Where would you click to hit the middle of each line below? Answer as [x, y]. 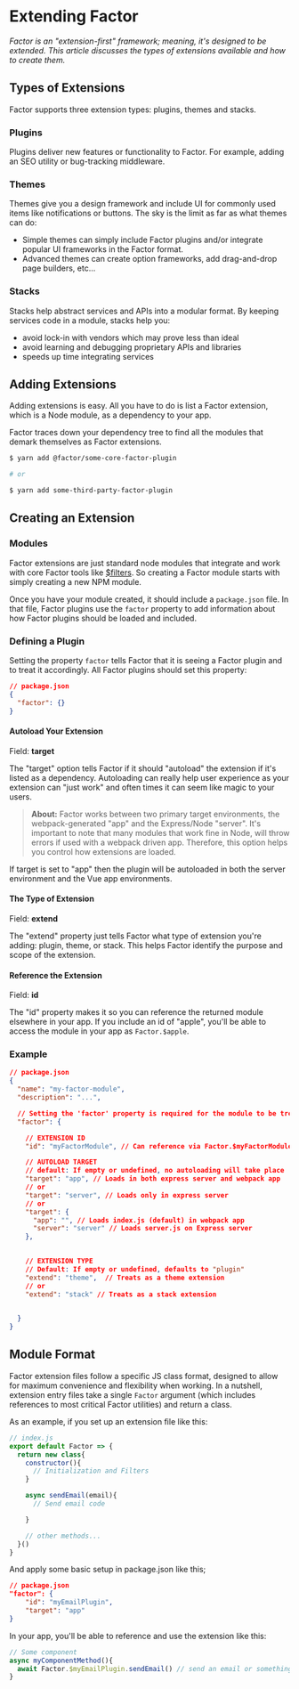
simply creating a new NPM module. [76, 581]
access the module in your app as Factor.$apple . [99, 1031]
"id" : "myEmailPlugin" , [69, 1603]
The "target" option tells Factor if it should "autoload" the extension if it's [143, 768]
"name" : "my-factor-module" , [71, 1089]
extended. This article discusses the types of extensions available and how [148, 50]
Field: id [24, 995]
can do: [23, 223]
